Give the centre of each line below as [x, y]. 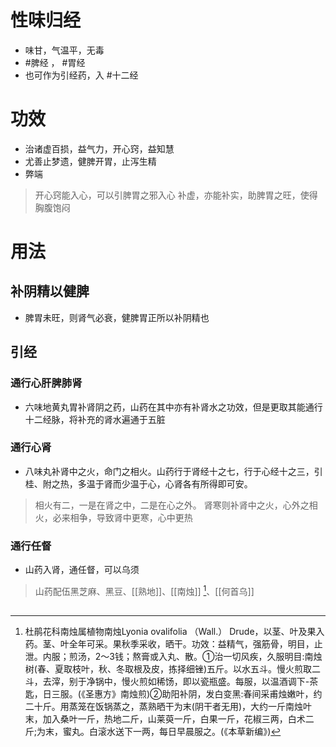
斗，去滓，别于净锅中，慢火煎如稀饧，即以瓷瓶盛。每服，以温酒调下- [167, 682]
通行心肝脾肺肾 [46, 383]
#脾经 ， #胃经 [55, 62]
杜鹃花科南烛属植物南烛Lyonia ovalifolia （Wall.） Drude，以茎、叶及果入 [174, 632]
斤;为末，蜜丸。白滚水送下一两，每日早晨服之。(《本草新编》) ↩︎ [153, 732]
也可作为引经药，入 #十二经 [81, 75]
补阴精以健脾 [50, 291]
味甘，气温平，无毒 [64, 50]
